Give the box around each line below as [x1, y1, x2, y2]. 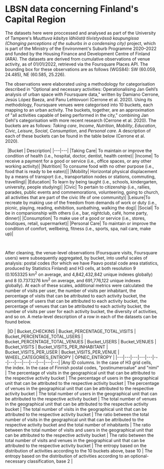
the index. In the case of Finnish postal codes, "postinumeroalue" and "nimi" [5, 365, 159, 371]
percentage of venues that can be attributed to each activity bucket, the [5, 303, 150, 309]
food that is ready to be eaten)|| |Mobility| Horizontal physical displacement [5, 168, 158, 174]
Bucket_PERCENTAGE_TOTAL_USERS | [5, 334, 83, 339]
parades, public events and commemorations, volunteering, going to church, [5, 189, 160, 195]
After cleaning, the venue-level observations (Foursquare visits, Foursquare [5, 249, 158, 255]
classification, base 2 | [27, 458, 73, 464]
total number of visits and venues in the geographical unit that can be [5, 438, 145, 444]
